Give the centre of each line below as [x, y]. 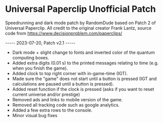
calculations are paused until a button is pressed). [63, 84]
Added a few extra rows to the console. [52, 110]
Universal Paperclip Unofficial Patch [81, 9]
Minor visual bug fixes [35, 115]
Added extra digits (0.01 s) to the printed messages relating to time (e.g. [85, 63]
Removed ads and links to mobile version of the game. [67, 99]
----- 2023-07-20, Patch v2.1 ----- [40, 42]
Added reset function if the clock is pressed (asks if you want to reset [83, 89]
